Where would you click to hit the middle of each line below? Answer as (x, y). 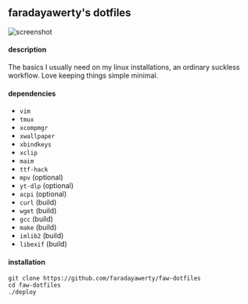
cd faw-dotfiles (34, 285)
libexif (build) (43, 244)
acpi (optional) (43, 194)
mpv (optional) (41, 177)
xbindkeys (36, 145)
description (27, 49)
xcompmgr (34, 128)
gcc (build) (36, 219)
